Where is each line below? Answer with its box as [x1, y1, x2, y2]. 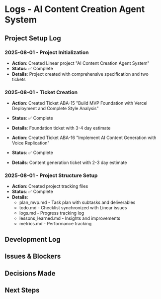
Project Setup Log [4, 34, 62, 42]
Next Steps [4, 286, 40, 295]
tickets [11, 76, 26, 82]
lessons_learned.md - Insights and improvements [19, 215, 120, 221]
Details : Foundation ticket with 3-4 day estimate [11, 125, 111, 131]
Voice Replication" [11, 140, 50, 146]
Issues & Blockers [4, 252, 61, 261]
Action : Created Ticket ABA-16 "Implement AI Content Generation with [11, 135, 157, 141]
